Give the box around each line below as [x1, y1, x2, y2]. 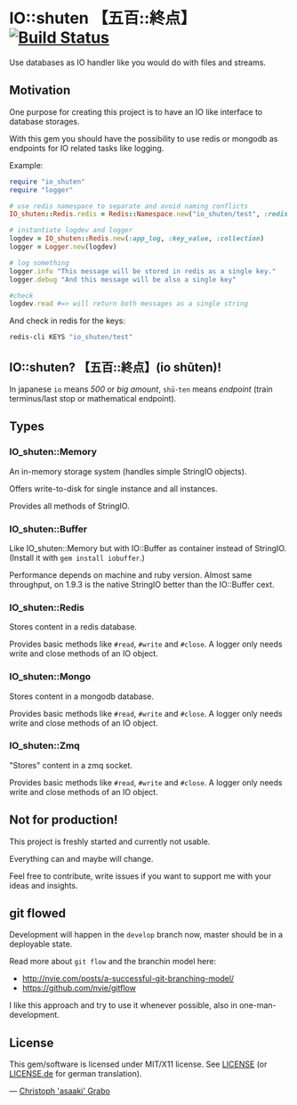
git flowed [9, 906, 67, 922]
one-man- [238, 1000, 277, 1011]
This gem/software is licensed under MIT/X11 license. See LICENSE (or [9, 1059, 268, 1069]
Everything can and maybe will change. [9, 853, 154, 864]
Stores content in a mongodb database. [9, 691, 154, 702]
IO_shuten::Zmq [9, 740, 80, 752]
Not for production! [9, 812, 118, 828]
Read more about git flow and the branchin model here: [9, 956, 216, 967]
